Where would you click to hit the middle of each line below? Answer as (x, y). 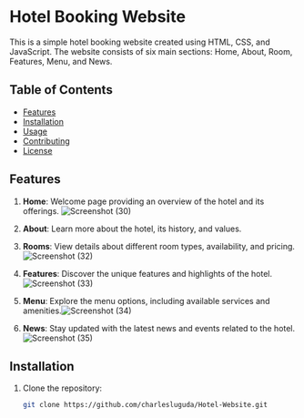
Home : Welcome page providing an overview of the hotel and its (143, 201)
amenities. (42, 311)
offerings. (41, 210)
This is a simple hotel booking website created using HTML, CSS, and (140, 42)
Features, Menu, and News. (61, 61)
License (37, 150)
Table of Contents (61, 90)
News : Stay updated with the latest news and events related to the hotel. (159, 328)
